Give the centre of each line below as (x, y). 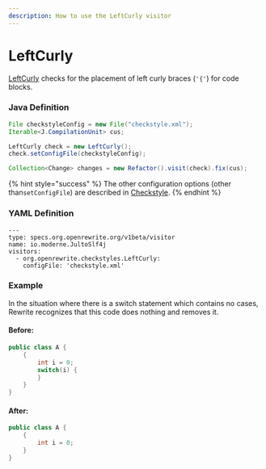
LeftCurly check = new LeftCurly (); (70, 146)
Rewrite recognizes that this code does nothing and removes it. (114, 312)
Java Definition (39, 107)
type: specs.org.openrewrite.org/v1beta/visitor (92, 237)
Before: (21, 330)
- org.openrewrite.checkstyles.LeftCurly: (88, 258)
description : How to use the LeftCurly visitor (90, 16)
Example (26, 286)
